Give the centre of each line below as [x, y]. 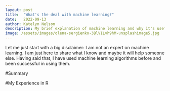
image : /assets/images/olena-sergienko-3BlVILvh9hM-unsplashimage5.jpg [82, 33]
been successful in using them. [38, 64]
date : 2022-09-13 [26, 19]
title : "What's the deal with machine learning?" [60, 15]
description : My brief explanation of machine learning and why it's [80, 29]
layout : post [19, 10]
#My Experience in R [27, 83]
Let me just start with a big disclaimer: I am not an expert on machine [77, 48]
